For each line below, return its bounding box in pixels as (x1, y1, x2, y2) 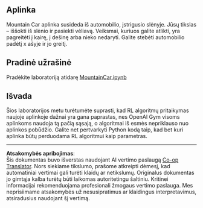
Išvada (6, 91, 32, 101)
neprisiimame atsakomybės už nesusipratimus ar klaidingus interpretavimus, (6, 188, 197, 195)
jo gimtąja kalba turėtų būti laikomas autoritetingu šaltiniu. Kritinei (6, 175, 169, 183)
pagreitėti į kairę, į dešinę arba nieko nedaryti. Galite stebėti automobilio (6, 33, 185, 41)
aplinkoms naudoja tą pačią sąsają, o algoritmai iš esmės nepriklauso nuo (6, 120, 189, 127)
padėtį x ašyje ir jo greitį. (6, 40, 68, 47)
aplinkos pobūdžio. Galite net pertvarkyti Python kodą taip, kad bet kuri (6, 126, 184, 133)
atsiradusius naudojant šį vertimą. (6, 195, 90, 202)
